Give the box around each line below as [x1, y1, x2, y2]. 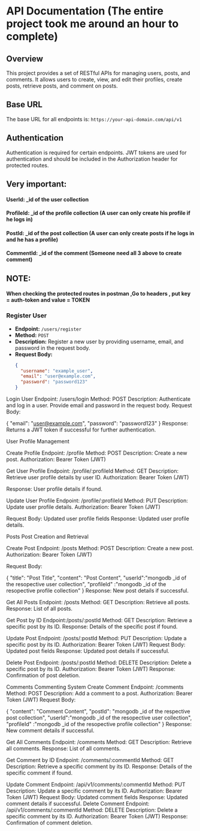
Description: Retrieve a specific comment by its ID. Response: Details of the [6, 763, 193, 770]
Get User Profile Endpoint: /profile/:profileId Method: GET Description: [6, 467, 178, 475]
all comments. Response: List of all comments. [6, 745, 121, 752]
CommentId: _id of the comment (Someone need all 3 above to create [6, 250, 182, 257]
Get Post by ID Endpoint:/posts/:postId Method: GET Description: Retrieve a [6, 617, 193, 624]
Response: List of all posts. [6, 605, 73, 613]
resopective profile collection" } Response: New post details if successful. [6, 587, 189, 595]
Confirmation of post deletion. [6, 672, 80, 679]
